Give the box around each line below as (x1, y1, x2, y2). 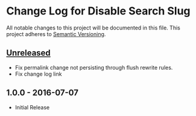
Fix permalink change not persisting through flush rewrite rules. (14, 64, 173, 71)
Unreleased (6, 48, 51, 58)
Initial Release (14, 103, 50, 111)
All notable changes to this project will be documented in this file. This (6, 24, 181, 31)
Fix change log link (14, 70, 62, 78)
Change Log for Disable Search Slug (6, 4, 191, 18)
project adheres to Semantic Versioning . (6, 30, 106, 37)
